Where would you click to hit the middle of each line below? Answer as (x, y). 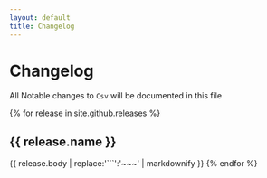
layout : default (40, 18)
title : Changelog (42, 26)
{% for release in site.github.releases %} (85, 113)
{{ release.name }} (63, 141)
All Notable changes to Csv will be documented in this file (116, 96)
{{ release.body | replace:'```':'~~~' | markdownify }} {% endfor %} (133, 164)
